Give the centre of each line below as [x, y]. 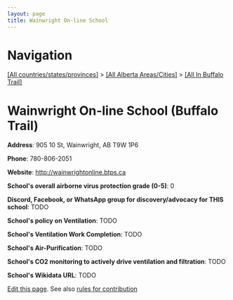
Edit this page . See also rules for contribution [73, 289]
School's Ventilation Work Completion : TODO [75, 235]
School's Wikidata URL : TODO [52, 275]
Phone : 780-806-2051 [40, 158]
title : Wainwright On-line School [58, 20]
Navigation [40, 55]
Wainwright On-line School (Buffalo [113, 111]
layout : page [26, 14]
